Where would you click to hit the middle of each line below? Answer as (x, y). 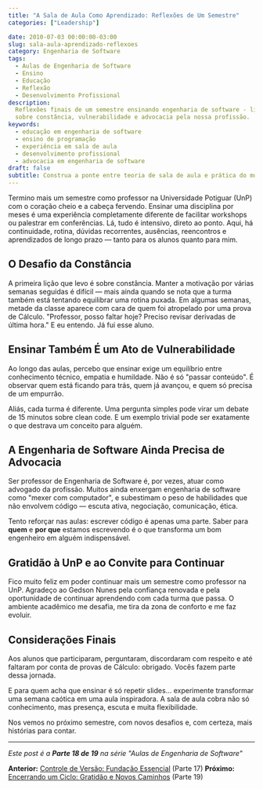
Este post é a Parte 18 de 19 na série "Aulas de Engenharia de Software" (125, 754)
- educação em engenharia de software (79, 132)
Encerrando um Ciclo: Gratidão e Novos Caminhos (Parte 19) (106, 777)
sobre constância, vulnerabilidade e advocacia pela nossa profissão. (133, 117)
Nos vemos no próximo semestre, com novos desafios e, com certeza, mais (130, 722)
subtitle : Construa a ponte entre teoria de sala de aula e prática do (127, 176)
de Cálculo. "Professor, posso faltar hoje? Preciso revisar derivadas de (122, 316)
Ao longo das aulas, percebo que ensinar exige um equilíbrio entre (115, 368)
